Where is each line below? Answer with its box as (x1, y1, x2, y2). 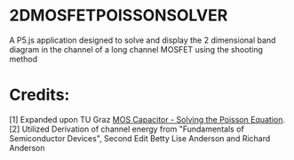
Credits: (9, 85, 70, 105)
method (9, 53, 38, 64)
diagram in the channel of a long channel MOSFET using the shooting (9, 44, 264, 54)
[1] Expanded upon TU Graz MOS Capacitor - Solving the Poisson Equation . (9, 114, 286, 124)
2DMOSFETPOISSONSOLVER (9, 5, 228, 26)
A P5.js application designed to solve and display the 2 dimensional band (9, 35, 276, 45)
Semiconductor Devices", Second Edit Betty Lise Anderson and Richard (9, 132, 271, 143)
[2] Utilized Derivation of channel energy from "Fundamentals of (9, 124, 244, 134)
